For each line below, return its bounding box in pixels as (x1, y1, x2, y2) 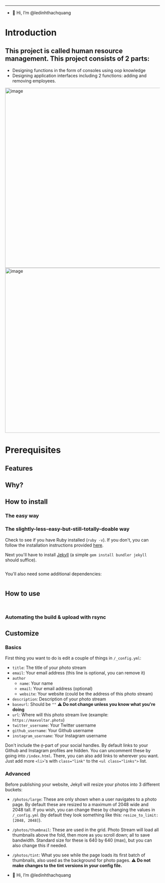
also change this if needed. (12, 843, 67, 848)
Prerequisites (5, 444, 61, 456)
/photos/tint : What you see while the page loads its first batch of (12, 852, 146, 858)
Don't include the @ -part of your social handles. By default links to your (5, 742, 148, 748)
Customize (5, 629, 39, 637)
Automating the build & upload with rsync (5, 614, 107, 621)
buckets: (5, 787, 23, 793)
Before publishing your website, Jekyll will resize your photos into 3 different (5, 781, 160, 787)
